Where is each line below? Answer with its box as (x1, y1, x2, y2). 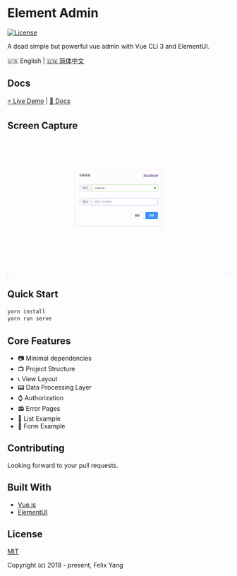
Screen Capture (7, 120, 78, 132)
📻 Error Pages (17, 404, 61, 413)
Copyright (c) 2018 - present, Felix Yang (7, 560, 123, 569)
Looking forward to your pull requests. (7, 461, 119, 469)
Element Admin (7, 5, 99, 21)
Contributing (7, 443, 65, 455)
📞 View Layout (17, 375, 58, 383)
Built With (7, 481, 51, 493)
